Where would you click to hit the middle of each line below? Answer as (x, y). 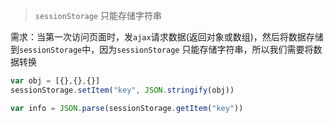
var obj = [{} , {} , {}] (55, 81)
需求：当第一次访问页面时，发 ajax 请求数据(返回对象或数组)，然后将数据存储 (167, 37)
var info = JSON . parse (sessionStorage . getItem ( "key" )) (127, 108)
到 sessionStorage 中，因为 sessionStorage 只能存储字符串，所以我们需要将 (162, 49)
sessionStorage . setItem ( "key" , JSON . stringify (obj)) (122, 90)
